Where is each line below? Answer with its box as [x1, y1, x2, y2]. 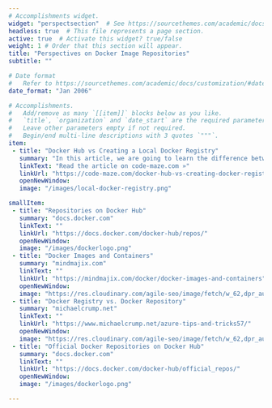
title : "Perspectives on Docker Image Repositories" [8, 49, 190, 58]
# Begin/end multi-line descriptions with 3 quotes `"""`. [8, 131, 219, 140]
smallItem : [8, 200, 45, 208]
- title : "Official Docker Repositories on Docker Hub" [11, 342, 205, 350]
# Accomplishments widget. [8, 11, 100, 20]
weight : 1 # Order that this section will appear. [8, 42, 183, 50]
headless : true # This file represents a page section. [8, 27, 205, 35]
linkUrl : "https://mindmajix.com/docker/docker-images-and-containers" [19, 274, 266, 282]
